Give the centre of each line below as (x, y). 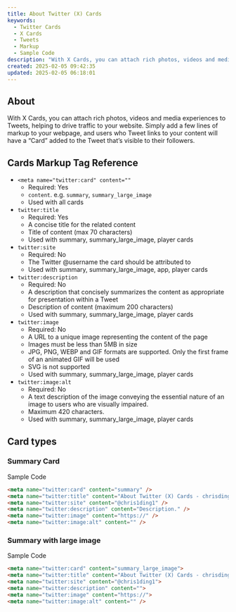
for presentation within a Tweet (73, 299)
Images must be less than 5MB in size (83, 344)
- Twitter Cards (37, 27)
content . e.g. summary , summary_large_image (90, 195)
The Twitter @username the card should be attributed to (109, 262)
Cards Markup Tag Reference (73, 163)
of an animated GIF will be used (73, 359)
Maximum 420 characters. (66, 412)
